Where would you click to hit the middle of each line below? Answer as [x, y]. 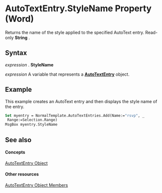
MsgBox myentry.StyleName [31, 125]
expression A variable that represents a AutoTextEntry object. [67, 74]
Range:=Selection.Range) [32, 120]
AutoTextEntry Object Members [36, 185]
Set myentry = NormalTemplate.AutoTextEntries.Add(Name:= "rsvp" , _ [75, 115]
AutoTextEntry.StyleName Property [78, 9]
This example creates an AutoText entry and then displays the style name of [81, 101]
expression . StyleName [29, 64]
